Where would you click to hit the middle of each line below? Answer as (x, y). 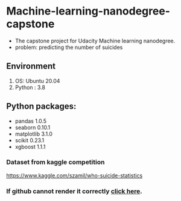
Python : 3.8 (30, 87)
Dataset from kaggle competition (56, 162)
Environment (31, 66)
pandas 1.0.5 (31, 121)
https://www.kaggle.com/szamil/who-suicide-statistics (75, 175)
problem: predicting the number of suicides (69, 47)
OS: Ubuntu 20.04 (37, 81)
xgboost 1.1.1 (30, 147)
